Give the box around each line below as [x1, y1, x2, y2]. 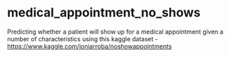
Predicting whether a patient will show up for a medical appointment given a [7, 27, 224, 36]
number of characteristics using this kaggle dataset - [7, 34, 158, 43]
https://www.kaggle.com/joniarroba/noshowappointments [7, 42, 172, 50]
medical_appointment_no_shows [7, 5, 201, 21]
